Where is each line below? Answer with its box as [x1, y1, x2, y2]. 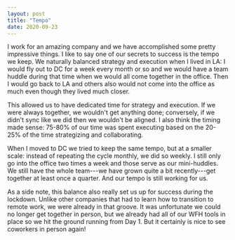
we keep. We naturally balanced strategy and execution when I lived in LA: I [7, 58, 226, 66]
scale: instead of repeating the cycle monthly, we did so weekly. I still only [7, 152, 221, 160]
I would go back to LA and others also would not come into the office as [7, 80, 215, 88]
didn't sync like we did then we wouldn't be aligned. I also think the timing [7, 116, 221, 124]
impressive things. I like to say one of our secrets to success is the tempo [7, 50, 220, 58]
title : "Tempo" [7, 17, 52, 24]
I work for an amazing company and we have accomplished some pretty [7, 43, 216, 51]
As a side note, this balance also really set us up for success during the [7, 187, 213, 196]
